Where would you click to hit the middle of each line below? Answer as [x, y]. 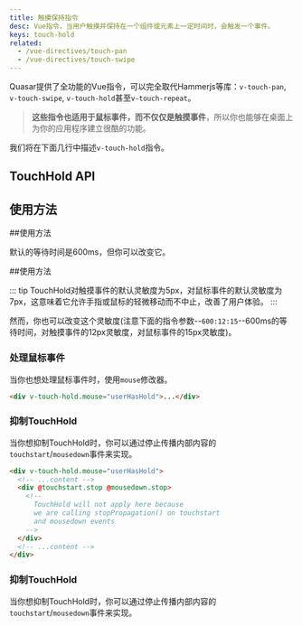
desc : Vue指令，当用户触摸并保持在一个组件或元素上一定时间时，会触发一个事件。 [142, 26]
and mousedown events [74, 521]
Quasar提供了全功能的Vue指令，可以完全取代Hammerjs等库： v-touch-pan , [148, 86]
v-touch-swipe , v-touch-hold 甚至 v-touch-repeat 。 [103, 98]
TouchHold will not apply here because [108, 505]
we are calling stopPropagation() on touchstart [127, 513]
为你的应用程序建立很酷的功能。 [91, 128]
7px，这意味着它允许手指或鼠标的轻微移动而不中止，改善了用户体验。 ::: [143, 302]
